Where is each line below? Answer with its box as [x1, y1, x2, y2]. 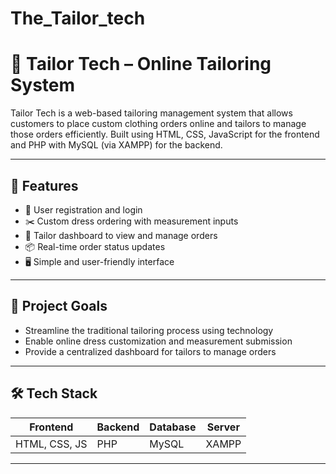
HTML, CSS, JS [15, 437, 88, 451]
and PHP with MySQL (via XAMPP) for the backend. [10, 139, 223, 151]
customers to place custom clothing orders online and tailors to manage [10, 118, 307, 130]
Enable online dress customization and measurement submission [24, 335, 293, 347]
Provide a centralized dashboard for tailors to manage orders [24, 345, 277, 357]
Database [149, 420, 197, 434]
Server [206, 420, 240, 434]
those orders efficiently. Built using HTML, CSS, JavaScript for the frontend [10, 128, 320, 141]
